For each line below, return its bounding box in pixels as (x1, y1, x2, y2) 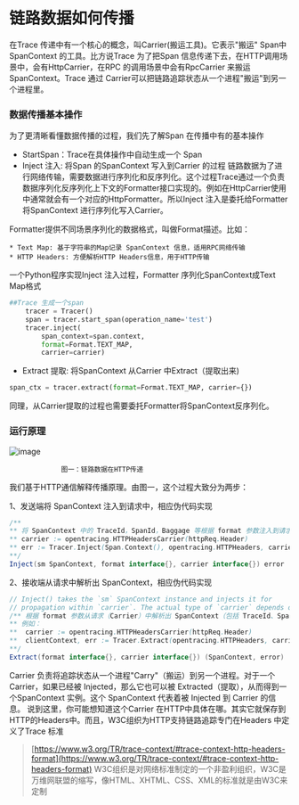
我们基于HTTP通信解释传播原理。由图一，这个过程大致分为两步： (9, 481, 249, 492)
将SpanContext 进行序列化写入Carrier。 (21, 205, 169, 216)
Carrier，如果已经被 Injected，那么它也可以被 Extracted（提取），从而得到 (9, 681, 279, 692)
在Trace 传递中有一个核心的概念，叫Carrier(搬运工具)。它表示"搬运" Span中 (9, 39, 287, 50)
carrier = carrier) (41, 349, 105, 357)
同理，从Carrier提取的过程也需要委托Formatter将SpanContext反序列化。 (9, 400, 274, 411)
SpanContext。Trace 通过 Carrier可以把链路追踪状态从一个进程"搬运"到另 (9, 72, 279, 83)
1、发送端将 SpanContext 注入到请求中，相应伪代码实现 (9, 500, 214, 511)
